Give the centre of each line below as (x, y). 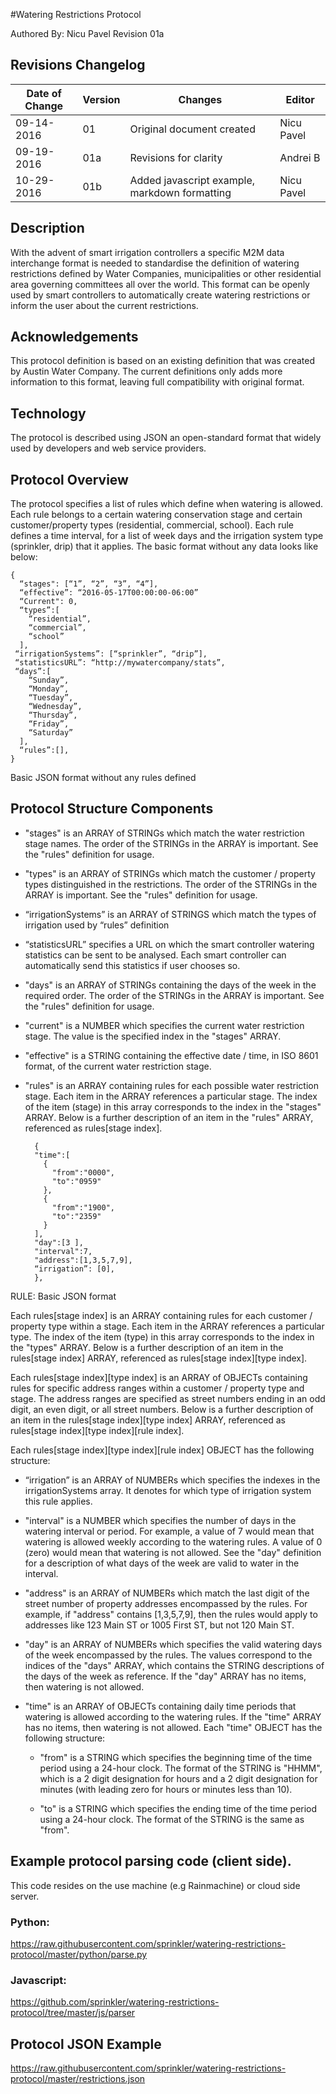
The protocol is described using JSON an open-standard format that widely (166, 438)
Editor (300, 99)
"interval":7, (63, 1251)
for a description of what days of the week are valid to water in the (162, 1563)
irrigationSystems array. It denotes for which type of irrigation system (168, 1490)
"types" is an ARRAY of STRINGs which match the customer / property (170, 873)
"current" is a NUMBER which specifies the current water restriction (164, 1025)
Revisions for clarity (176, 157)
